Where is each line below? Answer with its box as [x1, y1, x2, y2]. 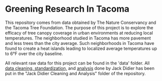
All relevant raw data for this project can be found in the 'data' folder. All [5, 60, 150, 66]
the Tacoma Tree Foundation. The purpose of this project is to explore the [5, 24, 154, 30]
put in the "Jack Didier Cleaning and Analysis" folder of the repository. [5, 70, 146, 76]
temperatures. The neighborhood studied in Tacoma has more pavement [5, 35, 151, 41]
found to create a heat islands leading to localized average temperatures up [5, 45, 157, 51]
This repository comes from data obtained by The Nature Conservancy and [5, 20, 156, 25]
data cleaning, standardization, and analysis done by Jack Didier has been [5, 65, 155, 71]
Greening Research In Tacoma [5, 3, 130, 15]
